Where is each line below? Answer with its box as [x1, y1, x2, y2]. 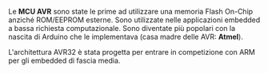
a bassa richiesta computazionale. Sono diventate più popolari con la [8, 24, 236, 33]
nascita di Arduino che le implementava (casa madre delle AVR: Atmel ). [8, 32, 244, 41]
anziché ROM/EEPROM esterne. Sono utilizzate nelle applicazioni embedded [8, 15, 261, 25]
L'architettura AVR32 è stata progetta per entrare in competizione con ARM [8, 48, 256, 56]
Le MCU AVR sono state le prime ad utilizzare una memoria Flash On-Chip [8, 7, 254, 16]
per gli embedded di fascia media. [8, 56, 121, 65]
